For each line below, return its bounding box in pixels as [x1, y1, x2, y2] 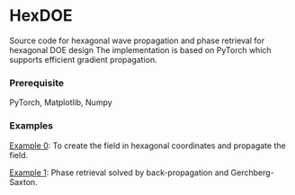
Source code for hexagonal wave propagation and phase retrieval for [9, 35, 265, 46]
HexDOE [9, 5, 74, 26]
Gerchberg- [230, 167, 274, 178]
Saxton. [9, 176, 38, 187]
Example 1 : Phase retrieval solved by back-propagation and [9, 167, 229, 178]
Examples [9, 120, 54, 132]
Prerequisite [9, 76, 65, 89]
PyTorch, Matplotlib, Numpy [9, 97, 112, 108]
